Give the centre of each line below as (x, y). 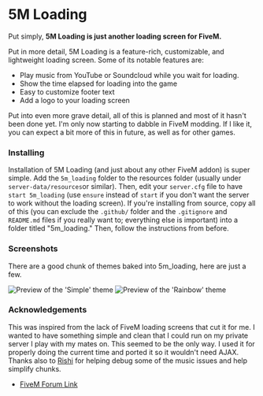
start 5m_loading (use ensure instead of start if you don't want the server (129, 195)
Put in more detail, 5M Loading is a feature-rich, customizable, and (116, 51)
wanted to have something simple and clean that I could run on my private (128, 335)
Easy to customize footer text (67, 91)
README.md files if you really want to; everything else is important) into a (123, 220)
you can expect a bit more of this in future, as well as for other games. (122, 132)
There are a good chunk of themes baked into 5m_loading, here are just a (127, 266)
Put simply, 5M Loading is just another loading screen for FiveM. (115, 36)
